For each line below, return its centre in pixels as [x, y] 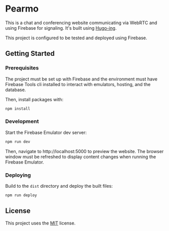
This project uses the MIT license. [40, 223]
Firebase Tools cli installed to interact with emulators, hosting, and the [78, 84]
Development [22, 121]
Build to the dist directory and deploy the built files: [59, 186]
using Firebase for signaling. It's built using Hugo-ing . [61, 28]
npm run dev [18, 141]
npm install [18, 109]
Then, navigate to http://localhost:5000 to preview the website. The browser [84, 151]
